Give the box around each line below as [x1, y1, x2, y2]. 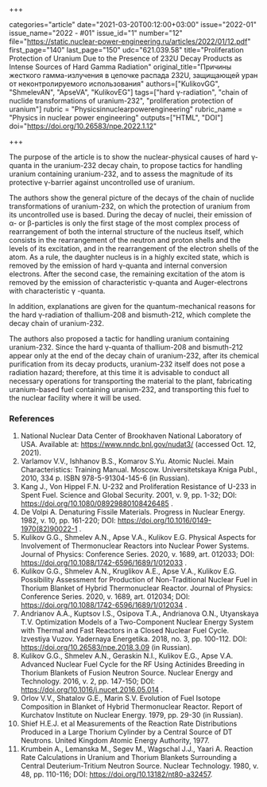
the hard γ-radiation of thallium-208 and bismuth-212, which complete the [9, 310, 251, 319]
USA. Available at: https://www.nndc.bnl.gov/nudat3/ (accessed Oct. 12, [20, 440, 257, 449]
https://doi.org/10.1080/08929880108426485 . [20, 499, 173, 508]
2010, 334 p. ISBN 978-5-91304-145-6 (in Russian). [20, 473, 190, 483]
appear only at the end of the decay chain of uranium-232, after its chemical [9, 351, 259, 360]
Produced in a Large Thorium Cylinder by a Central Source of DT [20, 727, 233, 737]
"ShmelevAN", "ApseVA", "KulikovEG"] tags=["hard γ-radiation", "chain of [9, 88, 249, 96]
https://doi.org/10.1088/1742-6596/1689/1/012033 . [20, 558, 188, 568]
